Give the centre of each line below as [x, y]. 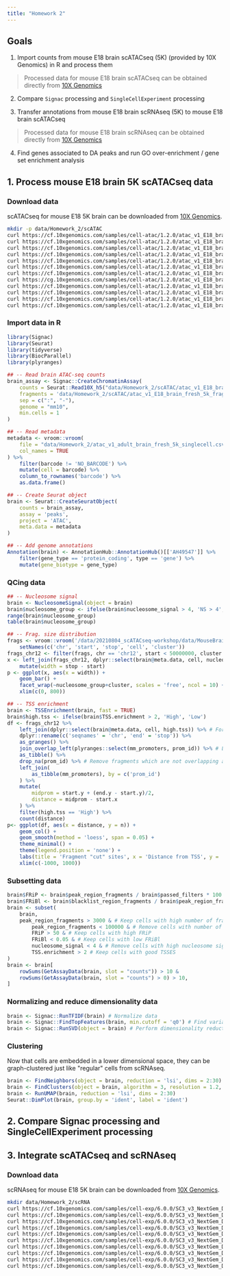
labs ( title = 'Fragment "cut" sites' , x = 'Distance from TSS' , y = [119, 857]
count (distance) [43, 818]
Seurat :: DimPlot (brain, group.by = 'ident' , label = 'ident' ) [98, 1100]
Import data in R [34, 323]
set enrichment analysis [51, 160]
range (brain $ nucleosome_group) [52, 616]
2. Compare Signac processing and [84, 1122]
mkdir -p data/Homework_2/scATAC [55, 229]
